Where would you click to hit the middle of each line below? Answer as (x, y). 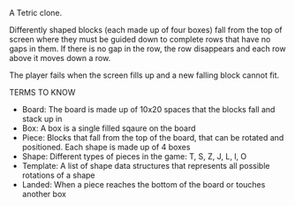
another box (44, 194)
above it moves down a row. (60, 58)
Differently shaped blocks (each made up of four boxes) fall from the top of (146, 30)
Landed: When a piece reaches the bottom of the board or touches (144, 184)
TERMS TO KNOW (42, 92)
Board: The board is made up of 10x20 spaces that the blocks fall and (148, 109)
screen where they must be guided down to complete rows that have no (140, 39)
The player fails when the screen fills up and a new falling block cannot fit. (144, 75)
